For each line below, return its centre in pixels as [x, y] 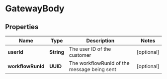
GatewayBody [35, 9]
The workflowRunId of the [99, 63]
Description [100, 41]
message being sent [93, 69]
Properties [22, 27]
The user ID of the [90, 49]
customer [80, 55]
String [57, 52]
